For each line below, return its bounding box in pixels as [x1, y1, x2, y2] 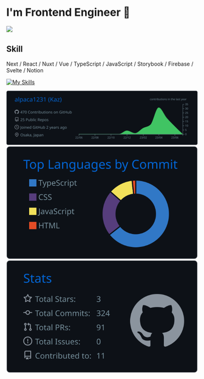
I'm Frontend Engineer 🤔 [6, 5, 131, 19]
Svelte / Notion [6, 66, 44, 74]
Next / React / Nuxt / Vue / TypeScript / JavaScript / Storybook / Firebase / [6, 60, 194, 68]
